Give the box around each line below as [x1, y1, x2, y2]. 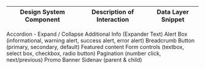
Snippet [161, 15, 185, 24]
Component [24, 15, 60, 24]
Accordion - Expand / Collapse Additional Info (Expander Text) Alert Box [6, 30, 188, 38]
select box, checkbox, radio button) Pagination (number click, [6, 50, 162, 57]
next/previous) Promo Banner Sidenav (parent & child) [6, 56, 142, 63]
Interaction [96, 15, 129, 24]
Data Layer [156, 8, 189, 16]
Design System [20, 8, 65, 16]
